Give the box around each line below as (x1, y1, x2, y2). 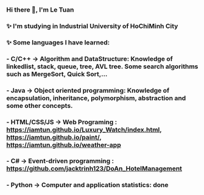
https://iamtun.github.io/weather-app (6, 140, 121, 149)
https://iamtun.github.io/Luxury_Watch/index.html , (6, 125, 162, 133)
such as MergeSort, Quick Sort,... (6, 69, 108, 78)
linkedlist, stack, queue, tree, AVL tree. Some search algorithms (6, 62, 199, 71)
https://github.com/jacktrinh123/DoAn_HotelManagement (6, 165, 183, 173)
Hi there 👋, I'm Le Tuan (6, 5, 74, 14)
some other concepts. (6, 101, 73, 110)
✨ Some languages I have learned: (6, 38, 110, 46)
